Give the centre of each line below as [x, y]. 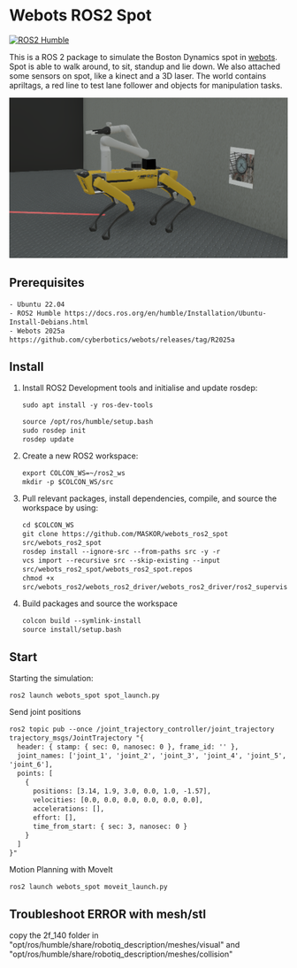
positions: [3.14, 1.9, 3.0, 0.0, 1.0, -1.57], [122, 791]
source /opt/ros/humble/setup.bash [88, 422]
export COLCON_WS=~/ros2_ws [73, 473]
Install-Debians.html [49, 322]
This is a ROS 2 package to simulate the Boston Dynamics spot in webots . [144, 57]
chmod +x [38, 579]
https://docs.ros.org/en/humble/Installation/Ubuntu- [166, 313]
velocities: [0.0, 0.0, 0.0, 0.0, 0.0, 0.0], [118, 800]
